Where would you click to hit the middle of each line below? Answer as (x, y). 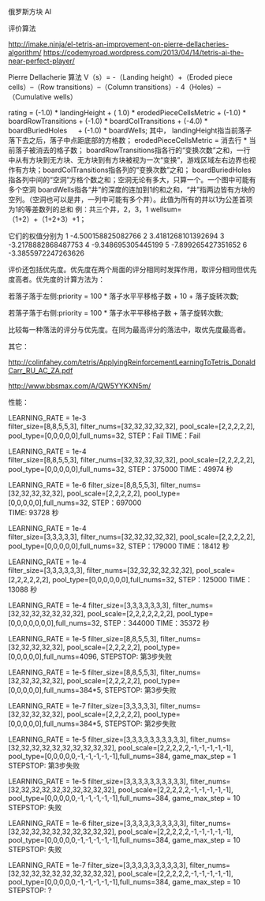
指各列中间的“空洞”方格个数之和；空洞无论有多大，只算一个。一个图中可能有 (132, 179)
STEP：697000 (117, 503)
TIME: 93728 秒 (34, 512)
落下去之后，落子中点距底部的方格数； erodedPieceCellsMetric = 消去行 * (128, 140)
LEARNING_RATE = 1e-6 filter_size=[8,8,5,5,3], (84, 485)
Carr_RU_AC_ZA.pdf (41, 370)
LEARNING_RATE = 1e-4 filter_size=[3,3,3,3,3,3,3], (90, 605)
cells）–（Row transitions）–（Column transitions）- (93, 87)
